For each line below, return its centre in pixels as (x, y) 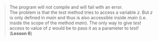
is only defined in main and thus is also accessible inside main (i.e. (78, 18)
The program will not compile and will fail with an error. (66, 7)
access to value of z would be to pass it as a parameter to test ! (74, 28)
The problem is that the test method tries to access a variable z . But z (81, 12)
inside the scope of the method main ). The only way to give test (75, 23)
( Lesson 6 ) (21, 33)
